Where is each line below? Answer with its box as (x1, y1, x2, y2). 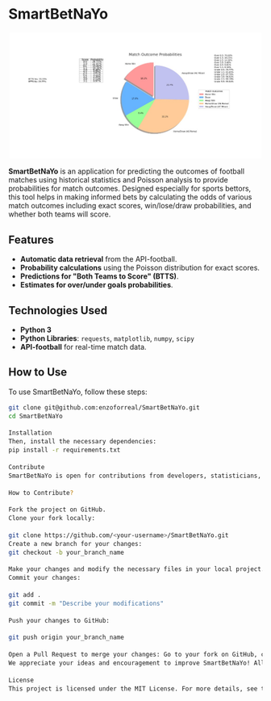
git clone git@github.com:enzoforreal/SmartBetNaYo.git (8, 403, 200, 412)
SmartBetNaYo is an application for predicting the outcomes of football (8, 166, 244, 176)
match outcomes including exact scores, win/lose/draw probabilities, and (8, 201, 252, 211)
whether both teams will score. (8, 209, 111, 219)
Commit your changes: (8, 574, 81, 582)
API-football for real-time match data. (19, 342, 147, 352)
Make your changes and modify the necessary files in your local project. (8, 565, 265, 573)
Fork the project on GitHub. (8, 506, 106, 514)
